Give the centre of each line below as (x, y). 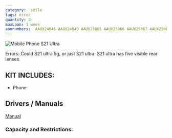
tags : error (18, 15)
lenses (12, 59)
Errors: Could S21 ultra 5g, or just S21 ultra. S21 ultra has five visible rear (81, 54)
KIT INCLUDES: (30, 75)
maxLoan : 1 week (23, 24)
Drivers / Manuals (34, 104)
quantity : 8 (18, 19)
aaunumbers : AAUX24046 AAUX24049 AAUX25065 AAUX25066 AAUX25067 (76, 29)
